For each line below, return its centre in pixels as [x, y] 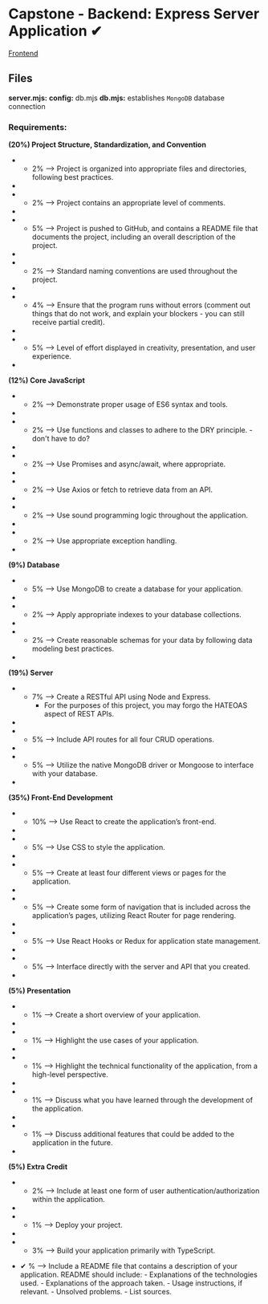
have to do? [71, 439]
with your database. [65, 774]
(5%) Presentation [40, 991]
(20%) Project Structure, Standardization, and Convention [108, 144]
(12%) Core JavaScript [47, 380]
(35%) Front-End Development [61, 798]
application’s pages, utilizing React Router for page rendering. [134, 916]
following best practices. [73, 177]
